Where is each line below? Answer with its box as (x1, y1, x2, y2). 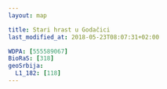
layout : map (8, 11, 47, 20)
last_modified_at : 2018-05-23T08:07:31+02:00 (8, 33, 159, 41)
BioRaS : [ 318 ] (8, 54, 55, 63)
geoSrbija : (8, 62, 44, 70)
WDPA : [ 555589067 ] (8, 47, 68, 55)
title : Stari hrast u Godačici (8, 25, 111, 34)
